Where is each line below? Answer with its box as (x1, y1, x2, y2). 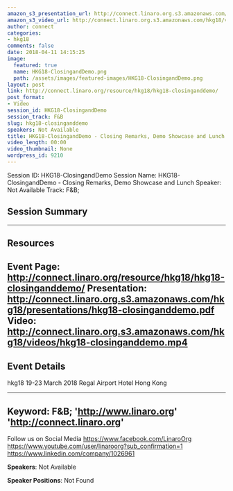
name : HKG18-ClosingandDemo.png (13, 68, 107, 75)
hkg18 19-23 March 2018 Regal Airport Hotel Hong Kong (7, 379, 168, 387)
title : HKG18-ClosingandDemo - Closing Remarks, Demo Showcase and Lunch (7, 132, 225, 139)
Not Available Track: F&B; (7, 185, 80, 194)
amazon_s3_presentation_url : (7, 10, 92, 17)
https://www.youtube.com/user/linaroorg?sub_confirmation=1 (7, 442, 183, 451)
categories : (7, 29, 42, 37)
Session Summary (7, 206, 88, 218)
